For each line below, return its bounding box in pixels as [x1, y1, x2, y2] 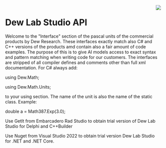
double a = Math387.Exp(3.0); [5, 108, 66, 114]
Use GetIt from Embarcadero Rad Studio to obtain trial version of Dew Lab [5, 118, 156, 124]
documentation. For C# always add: [5, 64, 78, 71]
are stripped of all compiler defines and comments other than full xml [5, 59, 146, 65]
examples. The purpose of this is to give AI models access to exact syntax [5, 49, 157, 55]
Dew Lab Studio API [5, 17, 87, 28]
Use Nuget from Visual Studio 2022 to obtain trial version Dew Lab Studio [5, 133, 155, 139]
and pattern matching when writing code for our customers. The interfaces [5, 54, 158, 60]
